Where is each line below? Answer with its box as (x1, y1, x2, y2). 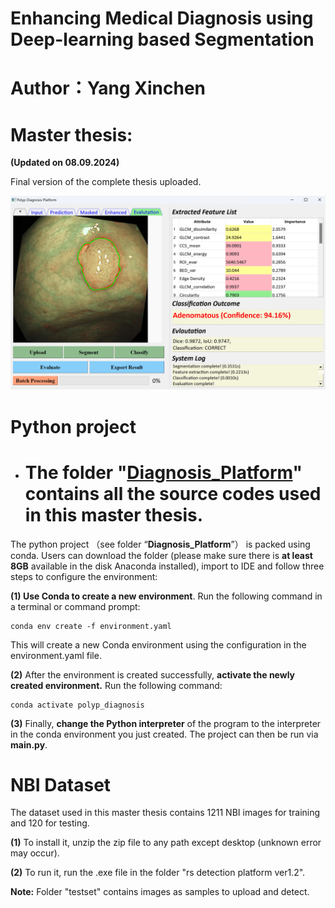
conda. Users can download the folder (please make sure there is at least (10, 549, 313, 561)
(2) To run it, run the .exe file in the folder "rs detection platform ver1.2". (10, 867, 306, 879)
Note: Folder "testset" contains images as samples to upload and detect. (10, 886, 310, 898)
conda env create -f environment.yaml (10, 621, 172, 631)
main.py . (10, 738, 48, 751)
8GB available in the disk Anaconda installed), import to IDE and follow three (10, 560, 325, 572)
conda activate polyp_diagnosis (10, 700, 145, 710)
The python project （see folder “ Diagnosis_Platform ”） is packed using (10, 538, 311, 550)
